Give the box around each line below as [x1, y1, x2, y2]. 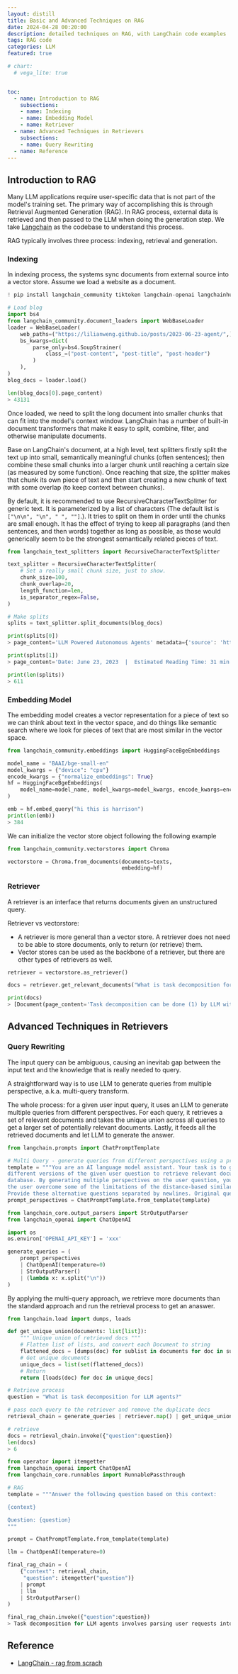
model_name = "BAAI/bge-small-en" [7, 760, 110, 767]
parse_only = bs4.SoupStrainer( [33, 344, 122, 351]
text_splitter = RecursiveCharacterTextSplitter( [7, 561, 157, 568]
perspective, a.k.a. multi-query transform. [7, 1086, 130, 1095]
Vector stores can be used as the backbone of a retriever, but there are [17, 948, 225, 956]
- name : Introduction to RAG [13, 95, 100, 102]
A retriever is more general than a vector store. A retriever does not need [17, 933, 230, 941]
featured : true [7, 50, 52, 57]
